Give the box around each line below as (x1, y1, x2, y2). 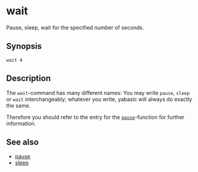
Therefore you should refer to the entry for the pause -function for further (6, 113, 185, 121)
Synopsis (6, 41, 42, 51)
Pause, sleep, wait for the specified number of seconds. (6, 24, 145, 31)
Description (6, 73, 51, 84)
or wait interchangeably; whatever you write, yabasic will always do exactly (6, 96, 193, 103)
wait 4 (6, 57, 23, 63)
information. (6, 119, 36, 127)
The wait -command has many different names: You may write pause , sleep (6, 89, 190, 96)
